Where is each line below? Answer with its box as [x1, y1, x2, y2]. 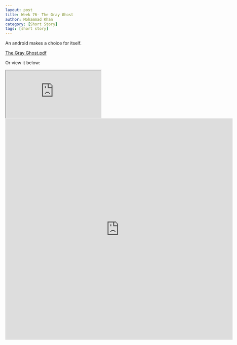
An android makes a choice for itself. [5, 40, 82, 46]
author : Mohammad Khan [5, 17, 53, 22]
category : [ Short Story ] [5, 21, 58, 27]
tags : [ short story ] [5, 26, 49, 31]
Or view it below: [5, 60, 41, 66]
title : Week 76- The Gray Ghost [5, 12, 73, 17]
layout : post [5, 7, 33, 13]
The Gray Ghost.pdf [5, 50, 47, 56]
